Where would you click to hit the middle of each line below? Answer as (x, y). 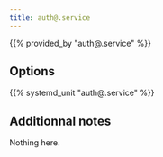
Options (32, 71)
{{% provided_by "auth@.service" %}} (80, 43)
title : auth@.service (50, 17)
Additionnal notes (60, 121)
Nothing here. (35, 143)
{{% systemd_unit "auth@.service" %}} (82, 93)
